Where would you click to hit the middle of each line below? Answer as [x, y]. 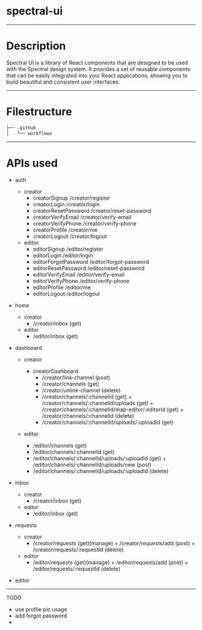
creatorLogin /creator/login [66, 204]
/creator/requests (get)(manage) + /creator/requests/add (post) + [114, 543]
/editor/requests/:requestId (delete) [76, 569]
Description [36, 46]
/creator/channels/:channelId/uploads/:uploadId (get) [108, 422]
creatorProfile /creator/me [65, 230]
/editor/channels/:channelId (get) [74, 451]
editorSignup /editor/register [68, 249]
